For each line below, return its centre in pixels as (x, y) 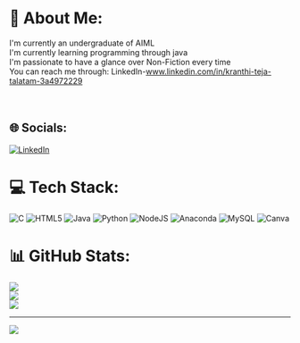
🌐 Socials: (38, 128)
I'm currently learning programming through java (99, 52)
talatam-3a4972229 (46, 80)
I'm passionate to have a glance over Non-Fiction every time (120, 62)
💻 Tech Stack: (64, 187)
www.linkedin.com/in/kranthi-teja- (209, 71)
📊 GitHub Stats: (70, 256)
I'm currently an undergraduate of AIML (82, 43)
